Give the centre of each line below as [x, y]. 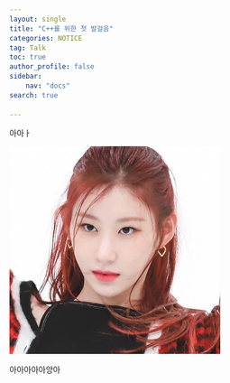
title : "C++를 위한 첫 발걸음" [61, 28]
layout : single [38, 19]
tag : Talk [28, 48]
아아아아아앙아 [35, 369]
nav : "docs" [48, 86]
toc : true [28, 57]
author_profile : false [52, 67]
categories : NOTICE [46, 38]
